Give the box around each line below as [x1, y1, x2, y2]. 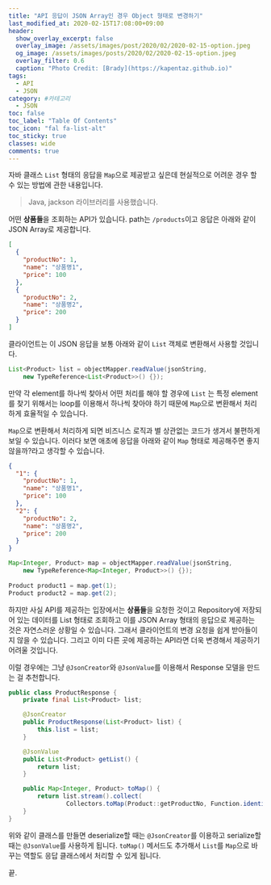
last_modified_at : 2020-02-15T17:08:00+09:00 [8, 19, 164, 27]
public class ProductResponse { [8, 688, 117, 697]
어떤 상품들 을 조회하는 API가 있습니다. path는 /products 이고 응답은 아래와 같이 [8, 215, 256, 224]
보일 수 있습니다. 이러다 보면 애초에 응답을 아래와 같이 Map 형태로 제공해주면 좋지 [8, 435, 260, 445]
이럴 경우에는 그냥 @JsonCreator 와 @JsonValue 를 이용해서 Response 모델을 [8, 662, 246, 672]
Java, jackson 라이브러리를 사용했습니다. [27, 197, 159, 207]
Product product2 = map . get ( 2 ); [8, 589, 117, 598]
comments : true [8, 147, 60, 155]
